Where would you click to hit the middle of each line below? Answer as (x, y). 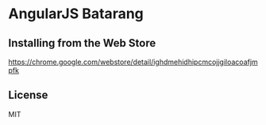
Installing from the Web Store (82, 43)
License (28, 95)
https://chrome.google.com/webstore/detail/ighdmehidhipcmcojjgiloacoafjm (133, 62)
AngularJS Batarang (76, 14)
